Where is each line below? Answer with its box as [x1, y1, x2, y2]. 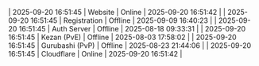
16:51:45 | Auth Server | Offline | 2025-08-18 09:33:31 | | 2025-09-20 [18, 24, 246, 33]
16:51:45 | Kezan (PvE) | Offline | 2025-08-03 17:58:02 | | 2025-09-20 [8, 32, 237, 42]
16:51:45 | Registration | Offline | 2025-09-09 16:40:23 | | [30, 16, 217, 25]
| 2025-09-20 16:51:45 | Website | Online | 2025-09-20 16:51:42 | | [8, 8, 226, 16]
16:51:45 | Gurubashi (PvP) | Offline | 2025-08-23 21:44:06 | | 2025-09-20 [8, 41, 252, 50]
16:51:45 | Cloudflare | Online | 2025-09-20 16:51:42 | [8, 49, 183, 58]
